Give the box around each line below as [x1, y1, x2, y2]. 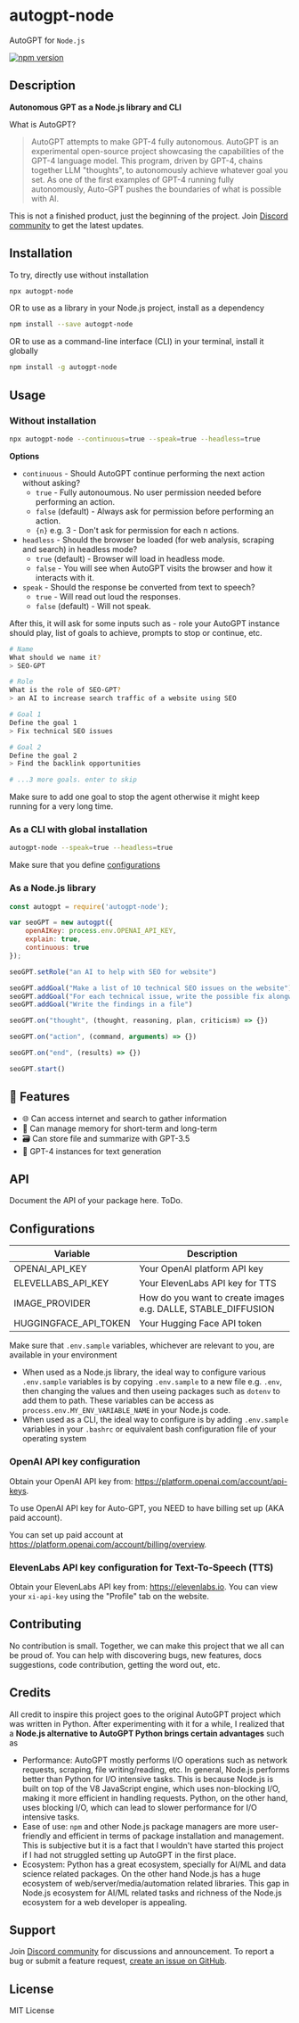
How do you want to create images [139, 1292, 285, 1304]
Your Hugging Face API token [139, 1317, 263, 1330]
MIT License [9, 2005, 55, 2016]
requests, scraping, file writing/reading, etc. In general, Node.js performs [21, 1763, 290, 1775]
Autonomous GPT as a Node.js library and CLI [9, 102, 182, 112]
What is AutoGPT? [9, 119, 77, 129]
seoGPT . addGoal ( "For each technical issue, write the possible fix [9, 992, 265, 1001]
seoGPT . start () [9, 1064, 66, 1073]
